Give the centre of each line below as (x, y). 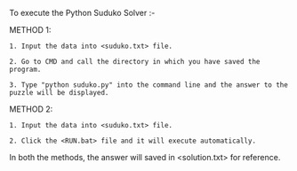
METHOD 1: (30, 30)
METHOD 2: (31, 109)
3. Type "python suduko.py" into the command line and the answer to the (149, 85)
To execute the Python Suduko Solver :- (82, 13)
